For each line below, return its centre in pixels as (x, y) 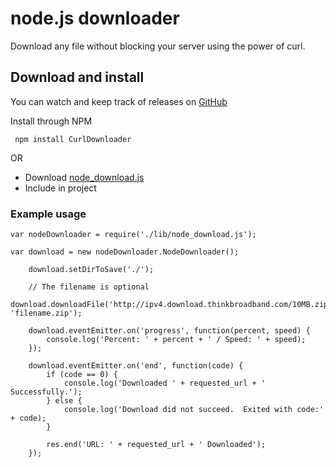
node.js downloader (95, 18)
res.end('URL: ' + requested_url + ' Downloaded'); (156, 445)
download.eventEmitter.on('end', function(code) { (136, 366)
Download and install (77, 77)
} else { (64, 401)
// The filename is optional (89, 287)
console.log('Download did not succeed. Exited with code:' (194, 410)
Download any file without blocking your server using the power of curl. (158, 46)
